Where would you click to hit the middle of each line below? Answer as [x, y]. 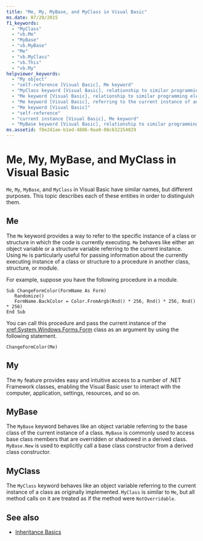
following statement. [32, 335]
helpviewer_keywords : [34, 74]
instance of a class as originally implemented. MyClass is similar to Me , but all [101, 492]
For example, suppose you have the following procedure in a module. [92, 279]
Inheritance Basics [38, 532]
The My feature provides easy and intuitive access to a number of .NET [94, 380]
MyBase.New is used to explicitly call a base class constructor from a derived [100, 445]
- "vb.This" [27, 62]
